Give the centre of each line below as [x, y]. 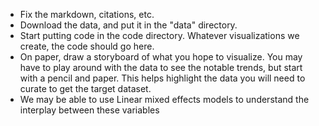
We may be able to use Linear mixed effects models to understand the [164, 99]
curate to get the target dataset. [85, 88]
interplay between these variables [89, 110]
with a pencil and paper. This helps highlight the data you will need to [162, 78]
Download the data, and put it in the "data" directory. [128, 25]
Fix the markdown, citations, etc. [87, 14]
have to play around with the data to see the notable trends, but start [161, 67]
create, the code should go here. [87, 46]
